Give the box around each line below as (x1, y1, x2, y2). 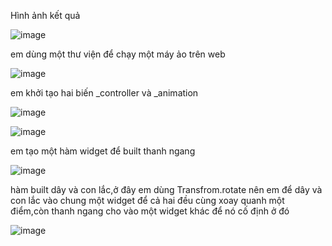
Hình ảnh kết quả (10, 10, 81, 21)
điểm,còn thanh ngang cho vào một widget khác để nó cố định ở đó (10, 205, 290, 217)
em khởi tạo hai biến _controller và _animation (10, 87, 199, 99)
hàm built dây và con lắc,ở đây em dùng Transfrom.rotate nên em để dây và (10, 184, 323, 195)
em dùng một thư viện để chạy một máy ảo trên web (10, 48, 226, 60)
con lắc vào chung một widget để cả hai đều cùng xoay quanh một (10, 195, 285, 206)
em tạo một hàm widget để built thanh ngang (10, 145, 196, 157)
